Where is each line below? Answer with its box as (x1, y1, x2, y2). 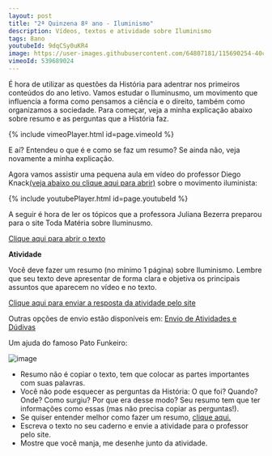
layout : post (8, 11, 53, 20)
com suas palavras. (19, 377, 86, 387)
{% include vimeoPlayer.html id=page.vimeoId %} (8, 129, 174, 139)
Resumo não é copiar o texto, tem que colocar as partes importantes (19, 369, 249, 379)
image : (8, 49, 31, 58)
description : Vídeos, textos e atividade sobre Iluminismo (8, 27, 212, 35)
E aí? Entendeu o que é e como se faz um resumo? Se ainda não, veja (8, 145, 240, 155)
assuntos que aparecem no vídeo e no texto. (8, 282, 158, 292)
